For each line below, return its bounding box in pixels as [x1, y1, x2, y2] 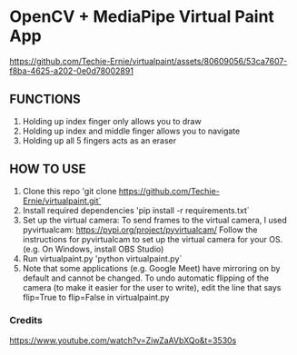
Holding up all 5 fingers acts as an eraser [22, 134, 177, 146]
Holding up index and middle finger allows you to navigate [22, 125, 241, 136]
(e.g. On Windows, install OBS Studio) [22, 243, 164, 254]
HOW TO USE [9, 162, 86, 177]
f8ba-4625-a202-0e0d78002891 [9, 65, 134, 76]
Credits [9, 314, 43, 327]
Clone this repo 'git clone [22, 185, 117, 196]
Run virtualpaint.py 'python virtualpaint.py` [22, 252, 183, 264]
